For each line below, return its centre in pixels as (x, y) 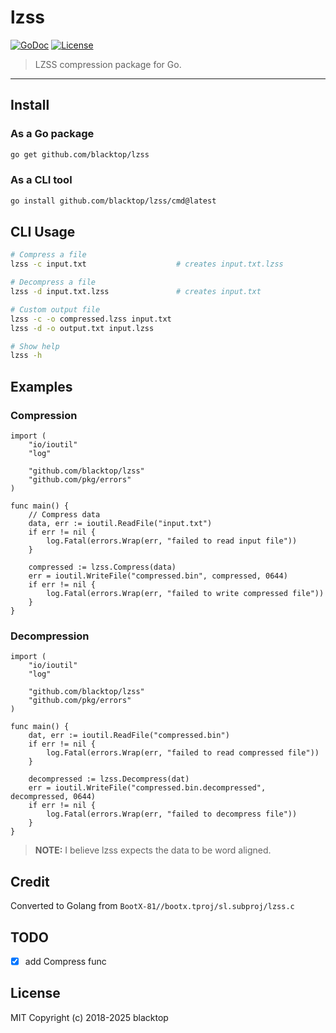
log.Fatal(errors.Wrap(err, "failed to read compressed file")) (183, 753)
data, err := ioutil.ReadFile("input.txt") (120, 524)
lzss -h (26, 356)
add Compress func (65, 961)
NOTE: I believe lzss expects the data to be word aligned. (153, 850)
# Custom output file (55, 309)
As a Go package (52, 134)
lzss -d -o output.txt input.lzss (82, 328)
